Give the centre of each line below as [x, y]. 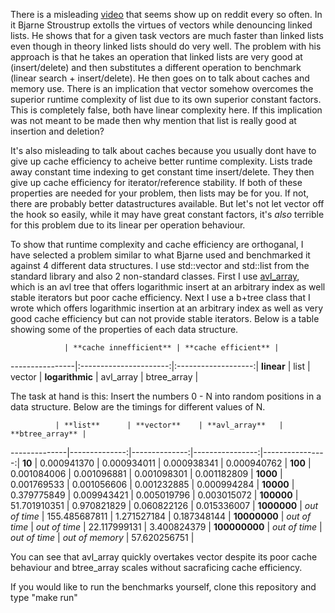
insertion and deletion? [57, 131]
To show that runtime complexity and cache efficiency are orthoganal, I [157, 244]
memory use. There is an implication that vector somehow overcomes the [162, 88]
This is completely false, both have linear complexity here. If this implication [166, 110]
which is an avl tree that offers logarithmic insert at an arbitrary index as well [168, 287]
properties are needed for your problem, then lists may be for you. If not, [160, 193]
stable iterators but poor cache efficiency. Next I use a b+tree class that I [160, 297]
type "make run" [44, 597]
